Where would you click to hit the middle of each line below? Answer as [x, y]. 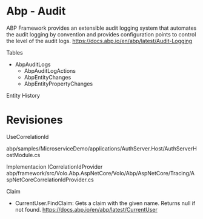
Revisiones [35, 120]
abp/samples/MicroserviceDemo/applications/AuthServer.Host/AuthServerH [101, 148]
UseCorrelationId [28, 136]
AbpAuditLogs [33, 64]
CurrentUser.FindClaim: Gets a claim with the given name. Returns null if [105, 203]
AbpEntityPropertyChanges [58, 84]
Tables [15, 52]
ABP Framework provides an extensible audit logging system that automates [101, 28]
